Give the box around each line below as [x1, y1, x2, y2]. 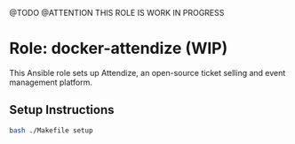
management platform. [9, 77, 93, 87]
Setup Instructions [9, 102, 115, 117]
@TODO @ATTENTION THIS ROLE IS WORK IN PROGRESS [9, 8, 225, 18]
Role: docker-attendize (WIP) [9, 39, 228, 58]
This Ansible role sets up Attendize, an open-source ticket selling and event [9, 67, 286, 78]
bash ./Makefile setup [9, 125, 93, 135]
